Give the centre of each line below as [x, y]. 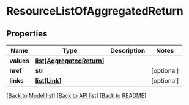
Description [128, 51]
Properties [27, 34]
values [19, 61]
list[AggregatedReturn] [70, 61]
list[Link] [49, 80]
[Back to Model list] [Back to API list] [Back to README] [76, 96]
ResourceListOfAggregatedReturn [95, 11]
